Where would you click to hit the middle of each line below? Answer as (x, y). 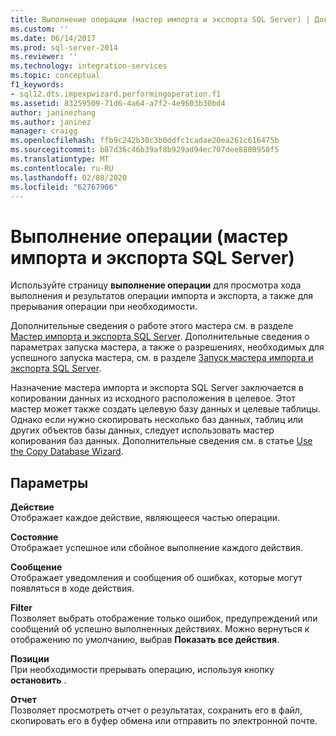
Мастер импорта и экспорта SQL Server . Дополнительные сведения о (160, 337)
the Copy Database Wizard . (67, 452)
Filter (21, 608)
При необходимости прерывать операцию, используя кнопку (142, 670)
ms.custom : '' (40, 29)
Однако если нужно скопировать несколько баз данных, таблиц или (156, 420)
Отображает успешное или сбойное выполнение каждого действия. (156, 548)
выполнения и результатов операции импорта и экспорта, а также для (162, 296)
